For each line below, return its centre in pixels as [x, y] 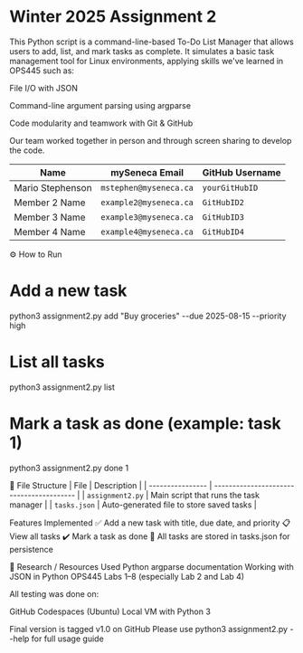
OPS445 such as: [42, 71]
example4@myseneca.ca [147, 232]
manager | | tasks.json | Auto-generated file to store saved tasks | [133, 505]
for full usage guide [67, 639]
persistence [32, 549]
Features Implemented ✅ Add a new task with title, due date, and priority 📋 [150, 523]
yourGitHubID [230, 188]
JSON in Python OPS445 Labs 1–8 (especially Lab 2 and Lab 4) [127, 576]
